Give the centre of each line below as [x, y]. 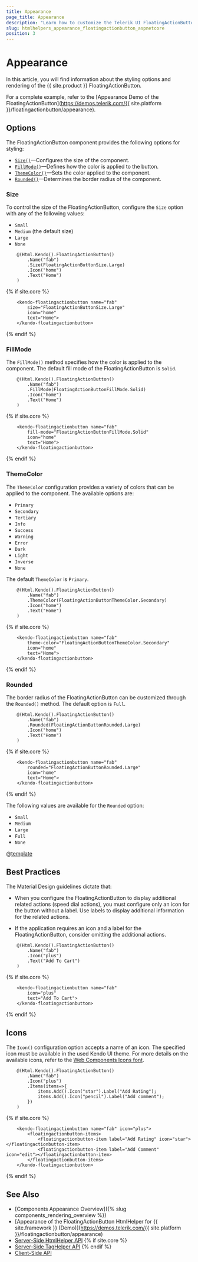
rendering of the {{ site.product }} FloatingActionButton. [74, 86]
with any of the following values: [45, 214]
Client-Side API [33, 1253]
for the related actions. [42, 916]
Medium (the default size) [44, 231]
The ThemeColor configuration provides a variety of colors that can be [90, 487]
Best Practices [33, 872]
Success [24, 530]
